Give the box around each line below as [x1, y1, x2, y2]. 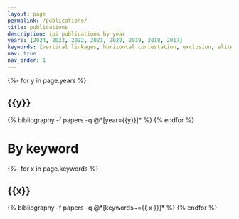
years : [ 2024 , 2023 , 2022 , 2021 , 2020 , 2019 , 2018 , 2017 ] [7, 37, 184, 44]
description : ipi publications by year [7, 30, 126, 38]
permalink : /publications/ [7, 17, 87, 24]
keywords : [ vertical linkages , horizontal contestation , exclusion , [7, 43, 215, 50]
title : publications [7, 23, 69, 31]
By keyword [7, 140, 79, 156]
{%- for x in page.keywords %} [7, 164, 99, 173]
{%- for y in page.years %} [7, 76, 87, 85]
